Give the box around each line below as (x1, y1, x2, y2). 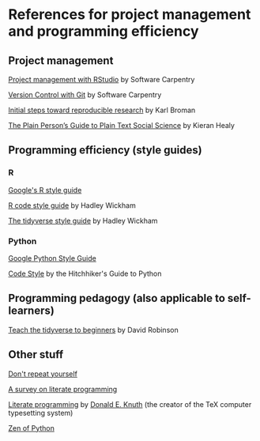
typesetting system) (8, 408, 73, 417)
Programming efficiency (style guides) (8, 144, 203, 157)
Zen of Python (8, 423, 55, 432)
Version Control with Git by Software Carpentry (8, 90, 162, 100)
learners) (8, 304, 55, 318)
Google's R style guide (8, 185, 82, 194)
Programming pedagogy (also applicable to (8, 292, 225, 305)
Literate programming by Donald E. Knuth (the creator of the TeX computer (8, 399, 252, 409)
